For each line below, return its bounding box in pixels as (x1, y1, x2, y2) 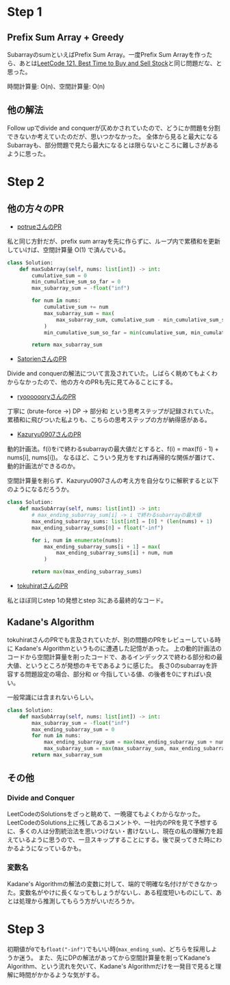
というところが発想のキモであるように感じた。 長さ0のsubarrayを (25, 661, 212, 669)
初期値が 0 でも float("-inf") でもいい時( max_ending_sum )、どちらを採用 (7, 945, 205, 953)
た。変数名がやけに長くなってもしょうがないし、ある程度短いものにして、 (7, 888, 216, 896)
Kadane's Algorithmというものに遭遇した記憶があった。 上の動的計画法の (14, 644, 222, 652)
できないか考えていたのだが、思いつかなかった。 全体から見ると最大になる (7, 132, 218, 141)
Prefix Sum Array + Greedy (7, 32, 125, 43)
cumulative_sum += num (43, 303, 109, 311)
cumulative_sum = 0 (31, 272, 88, 279)
